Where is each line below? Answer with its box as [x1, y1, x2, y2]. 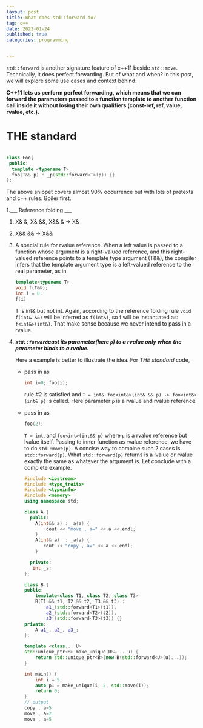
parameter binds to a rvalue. [15, 344, 89, 352]
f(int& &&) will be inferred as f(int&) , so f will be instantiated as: [15, 313, 179, 321]
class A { [24, 509, 50, 515]
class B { [24, 581, 50, 588]
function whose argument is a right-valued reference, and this [15, 248, 170, 255]
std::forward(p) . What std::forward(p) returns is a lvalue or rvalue [24, 451, 193, 458]
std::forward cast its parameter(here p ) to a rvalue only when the [15, 338, 182, 346]
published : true [6, 32, 47, 38]
